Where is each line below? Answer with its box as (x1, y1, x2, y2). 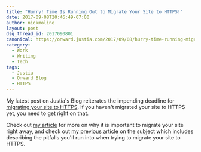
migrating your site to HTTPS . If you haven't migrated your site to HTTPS (6, 104, 185, 110)
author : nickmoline (6, 20, 55, 26)
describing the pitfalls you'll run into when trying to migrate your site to (6, 134, 181, 141)
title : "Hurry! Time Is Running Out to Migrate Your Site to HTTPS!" (6, 8, 184, 15)
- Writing (11, 53, 36, 59)
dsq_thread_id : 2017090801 (6, 31, 74, 37)
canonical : (6, 36, 33, 42)
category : (6, 42, 31, 48)
